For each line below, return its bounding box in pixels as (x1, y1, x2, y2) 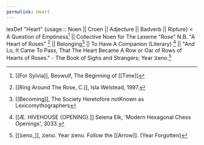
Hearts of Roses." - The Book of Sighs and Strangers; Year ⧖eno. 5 (6, 53, 172, 61)
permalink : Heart (6, 8, 50, 15)
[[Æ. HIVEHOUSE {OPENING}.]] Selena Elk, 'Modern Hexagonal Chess (15, 113, 191, 121)
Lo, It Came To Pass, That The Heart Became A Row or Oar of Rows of (6, 47, 182, 54)
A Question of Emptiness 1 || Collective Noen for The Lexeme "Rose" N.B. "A (6, 31, 195, 40)
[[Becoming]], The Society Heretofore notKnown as (15, 95, 144, 103)
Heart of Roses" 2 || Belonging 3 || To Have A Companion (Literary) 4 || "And (6, 39, 195, 47)
